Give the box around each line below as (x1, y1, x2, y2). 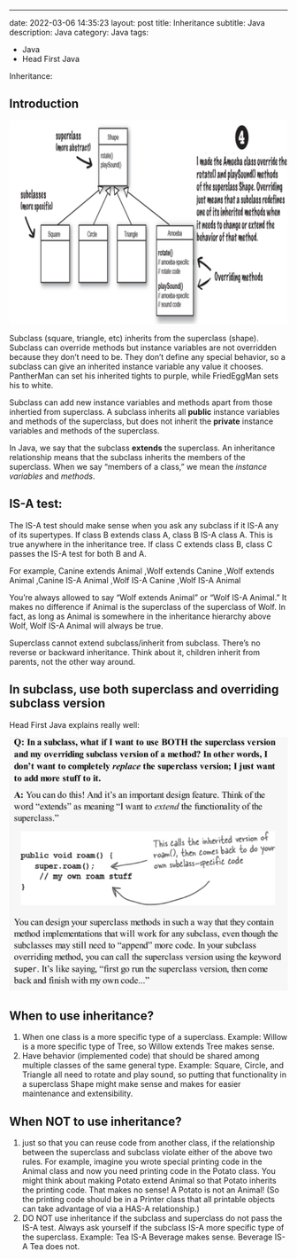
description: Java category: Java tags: (9, 27, 149, 37)
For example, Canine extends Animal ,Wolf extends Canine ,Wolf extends (9, 565, 275, 576)
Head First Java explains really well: (9, 719, 140, 730)
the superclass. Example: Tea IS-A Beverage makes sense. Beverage (21, 1232, 273, 1242)
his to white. (9, 379, 54, 390)
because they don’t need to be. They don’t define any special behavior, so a (9, 351, 286, 362)
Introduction (9, 97, 80, 112)
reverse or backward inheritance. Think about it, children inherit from (9, 646, 261, 657)
